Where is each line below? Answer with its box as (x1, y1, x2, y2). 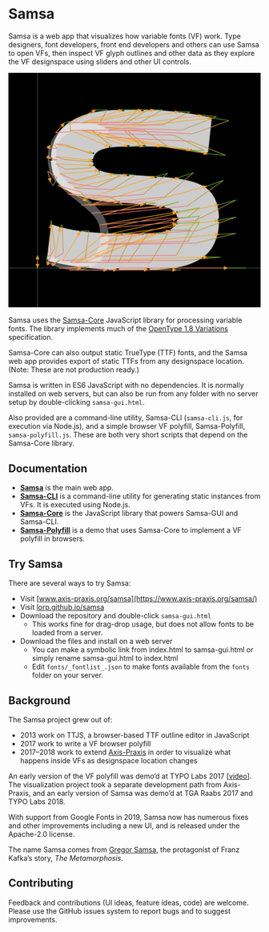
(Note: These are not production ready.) (8, 365, 140, 374)
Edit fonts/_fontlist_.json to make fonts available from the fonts (31, 662, 250, 672)
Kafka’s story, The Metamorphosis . (8, 853, 124, 862)
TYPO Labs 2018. (8, 797, 66, 806)
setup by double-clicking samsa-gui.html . (8, 398, 145, 407)
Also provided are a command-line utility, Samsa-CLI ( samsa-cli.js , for (8, 413, 243, 422)
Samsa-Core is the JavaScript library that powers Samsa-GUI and (19, 509, 239, 518)
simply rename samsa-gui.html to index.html (31, 654, 179, 663)
